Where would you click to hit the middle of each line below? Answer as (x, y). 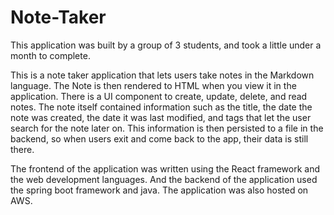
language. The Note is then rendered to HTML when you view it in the (153, 85)
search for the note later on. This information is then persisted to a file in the (167, 128)
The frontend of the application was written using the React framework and (165, 168)
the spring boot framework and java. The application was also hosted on (159, 190)
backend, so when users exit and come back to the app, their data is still (159, 138)
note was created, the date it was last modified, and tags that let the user (161, 117)
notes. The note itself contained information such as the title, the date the (161, 107)
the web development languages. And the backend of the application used (164, 179)
